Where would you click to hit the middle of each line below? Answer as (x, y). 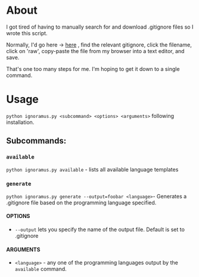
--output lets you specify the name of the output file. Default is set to (99, 229)
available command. (41, 269)
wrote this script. (27, 33)
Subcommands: (36, 141)
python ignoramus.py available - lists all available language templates (92, 169)
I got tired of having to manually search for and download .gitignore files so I (100, 27)
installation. (20, 122)
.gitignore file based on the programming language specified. (81, 203)
